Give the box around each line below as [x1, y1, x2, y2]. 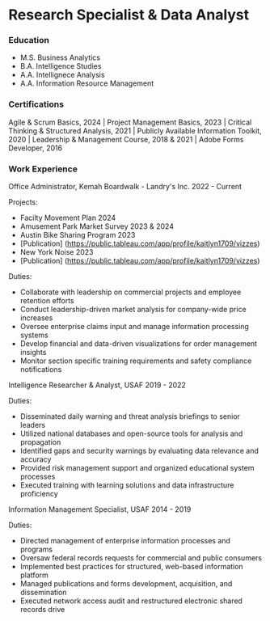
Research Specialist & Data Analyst [8, 6, 250, 24]
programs [19, 544, 53, 555]
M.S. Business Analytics [19, 53, 101, 62]
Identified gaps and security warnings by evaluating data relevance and [19, 446, 259, 456]
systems [19, 330, 49, 340]
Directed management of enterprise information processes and [19, 536, 230, 546]
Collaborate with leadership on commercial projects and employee [19, 287, 242, 297]
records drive [19, 605, 65, 615]
